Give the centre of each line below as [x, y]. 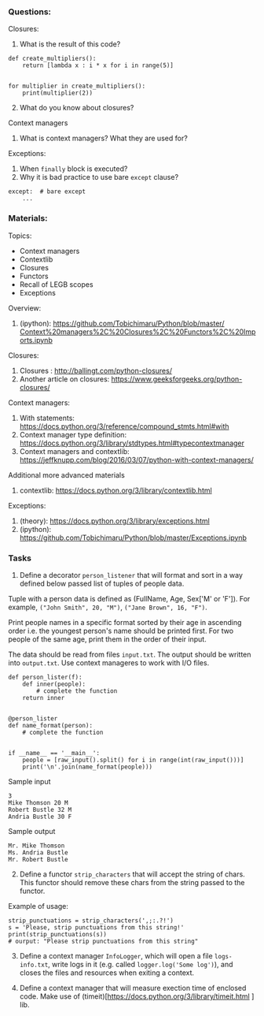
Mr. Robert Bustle [38, 859]
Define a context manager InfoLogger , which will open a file [116, 955]
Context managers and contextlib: [74, 451]
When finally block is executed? [73, 169]
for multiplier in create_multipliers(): [77, 86]
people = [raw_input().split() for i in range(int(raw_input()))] [133, 760]
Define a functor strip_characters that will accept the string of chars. [132, 874]
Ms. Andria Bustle [38, 852]
